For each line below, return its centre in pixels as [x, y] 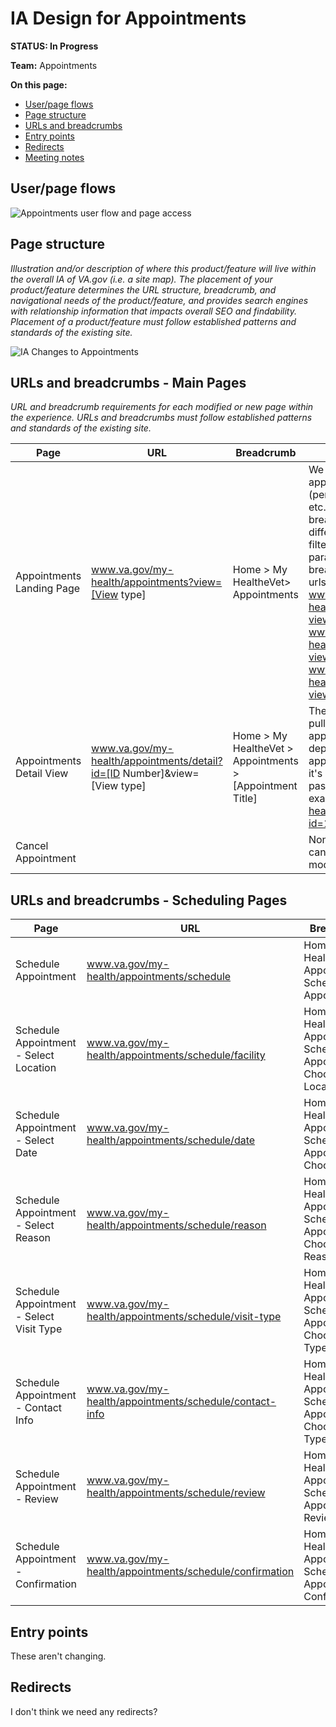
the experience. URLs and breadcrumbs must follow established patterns [161, 418]
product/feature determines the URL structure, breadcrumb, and [143, 289]
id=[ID [106, 774]
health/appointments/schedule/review [176, 1493]
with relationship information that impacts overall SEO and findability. [154, 311]
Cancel [32, 846]
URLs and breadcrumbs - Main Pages [128, 382]
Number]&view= [161, 774]
